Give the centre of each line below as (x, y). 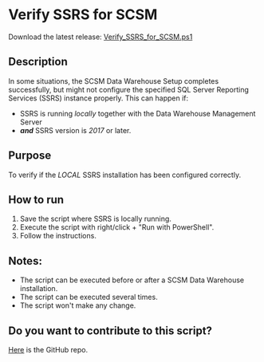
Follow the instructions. (58, 236)
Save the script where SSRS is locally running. (95, 219)
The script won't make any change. (78, 305)
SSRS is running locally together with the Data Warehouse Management (138, 113)
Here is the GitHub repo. (48, 350)
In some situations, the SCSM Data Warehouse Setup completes (114, 81)
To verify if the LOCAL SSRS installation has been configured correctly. (125, 175)
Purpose (30, 156)
